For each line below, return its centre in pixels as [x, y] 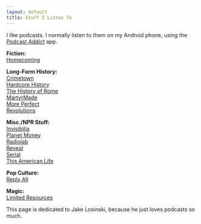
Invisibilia [18, 128]
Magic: [15, 191]
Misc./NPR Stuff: [28, 122]
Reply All [17, 179]
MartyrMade [22, 97]
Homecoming [23, 60]
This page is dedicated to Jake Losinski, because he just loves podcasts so [101, 209]
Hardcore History [28, 84]
